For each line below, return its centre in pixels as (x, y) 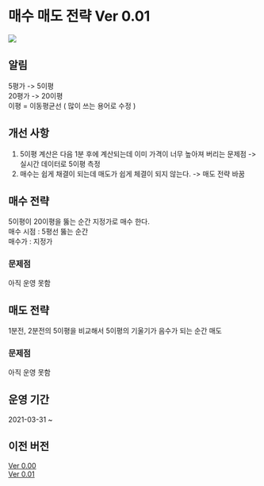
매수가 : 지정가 (31, 241)
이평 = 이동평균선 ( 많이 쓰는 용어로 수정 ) (72, 106)
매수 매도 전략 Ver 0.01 (79, 16)
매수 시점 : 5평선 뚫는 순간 (48, 232)
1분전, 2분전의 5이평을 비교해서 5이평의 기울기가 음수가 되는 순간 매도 (115, 331)
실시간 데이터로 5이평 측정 (60, 164)
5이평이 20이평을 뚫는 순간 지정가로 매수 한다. (79, 222)
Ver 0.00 (23, 466)
